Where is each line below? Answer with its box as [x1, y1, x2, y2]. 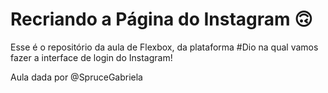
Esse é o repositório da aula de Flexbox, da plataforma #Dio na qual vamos [10, 41, 319, 53]
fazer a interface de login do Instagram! [10, 51, 173, 63]
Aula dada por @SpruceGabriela [10, 71, 143, 83]
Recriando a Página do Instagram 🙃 [10, 8, 313, 31]
